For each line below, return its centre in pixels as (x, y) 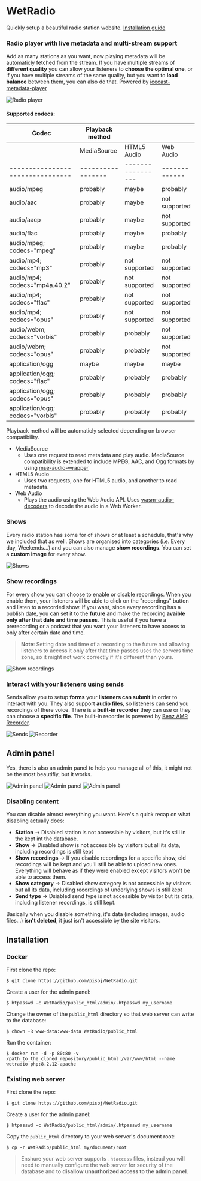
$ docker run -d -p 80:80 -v (42, 1054)
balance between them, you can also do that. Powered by (77, 82)
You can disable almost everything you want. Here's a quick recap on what (98, 815)
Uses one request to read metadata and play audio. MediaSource (104, 455)
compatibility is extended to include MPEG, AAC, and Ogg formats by (109, 461)
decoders (36, 506)
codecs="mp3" (31, 268)
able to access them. (41, 877)
